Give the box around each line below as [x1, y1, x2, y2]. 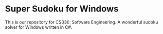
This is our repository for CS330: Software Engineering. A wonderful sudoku [5, 19, 158, 25]
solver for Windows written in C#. [5, 24, 72, 30]
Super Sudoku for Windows [5, 3, 119, 14]
